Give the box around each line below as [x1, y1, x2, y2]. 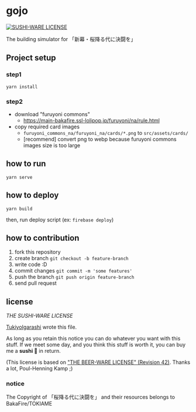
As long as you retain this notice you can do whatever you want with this [6, 335, 181, 342]
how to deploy [6, 190, 59, 200]
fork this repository [14, 248, 61, 256]
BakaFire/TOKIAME [6, 400, 53, 407]
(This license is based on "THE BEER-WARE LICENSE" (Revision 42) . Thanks [6, 359, 191, 366]
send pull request [14, 280, 57, 287]
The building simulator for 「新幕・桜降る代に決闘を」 [6, 35, 136, 42]
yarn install [6, 84, 38, 90]
